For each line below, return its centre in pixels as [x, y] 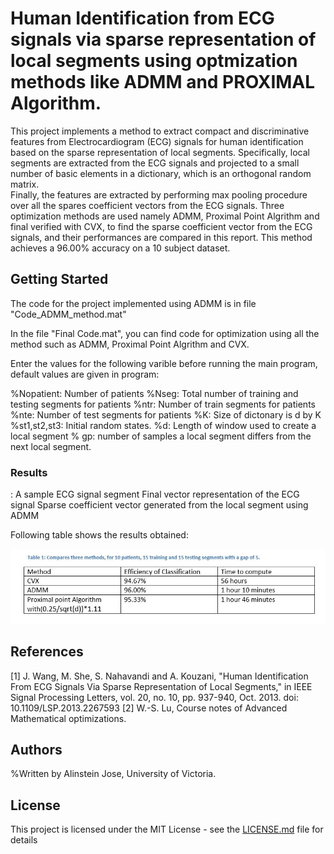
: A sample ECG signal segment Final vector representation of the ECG [155, 494]
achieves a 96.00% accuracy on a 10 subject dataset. [120, 248]
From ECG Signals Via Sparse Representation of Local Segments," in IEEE [161, 686]
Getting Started [59, 279]
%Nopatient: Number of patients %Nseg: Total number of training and [154, 393]
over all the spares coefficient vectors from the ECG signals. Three [147, 205]
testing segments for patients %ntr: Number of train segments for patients [163, 404]
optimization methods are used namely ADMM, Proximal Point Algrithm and [165, 216]
